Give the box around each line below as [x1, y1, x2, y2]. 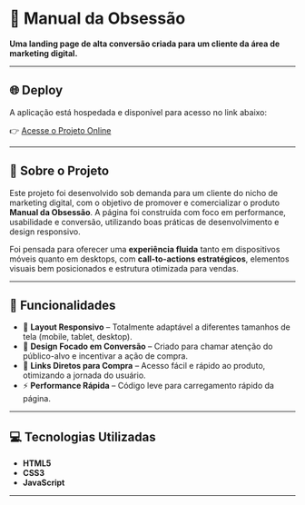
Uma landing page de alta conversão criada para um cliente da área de [9, 38, 280, 49]
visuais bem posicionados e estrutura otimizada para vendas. [9, 262, 239, 273]
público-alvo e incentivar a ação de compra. [22, 351, 189, 361]
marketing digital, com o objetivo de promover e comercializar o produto [9, 197, 280, 208]
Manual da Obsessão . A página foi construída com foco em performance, [9, 206, 286, 217]
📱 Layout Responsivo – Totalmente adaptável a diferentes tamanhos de [22, 322, 290, 332]
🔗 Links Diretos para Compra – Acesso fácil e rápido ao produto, [22, 361, 266, 371]
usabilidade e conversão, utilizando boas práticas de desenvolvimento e [9, 216, 280, 227]
